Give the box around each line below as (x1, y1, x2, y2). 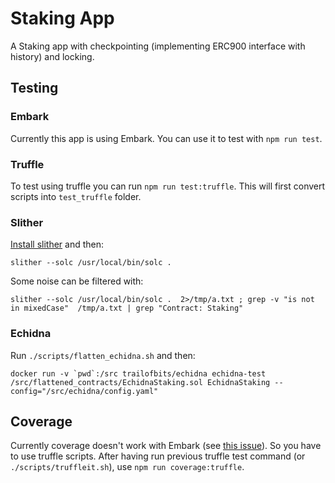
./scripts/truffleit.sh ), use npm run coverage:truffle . (10, 461, 245, 473)
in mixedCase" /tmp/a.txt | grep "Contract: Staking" (10, 303, 244, 314)
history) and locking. (10, 50, 95, 62)
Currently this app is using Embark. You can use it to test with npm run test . (10, 132, 323, 144)
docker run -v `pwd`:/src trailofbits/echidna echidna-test (10, 368, 267, 379)
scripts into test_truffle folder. (10, 190, 142, 202)
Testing (10, 80, 59, 97)
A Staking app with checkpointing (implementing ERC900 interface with (10, 40, 306, 52)
